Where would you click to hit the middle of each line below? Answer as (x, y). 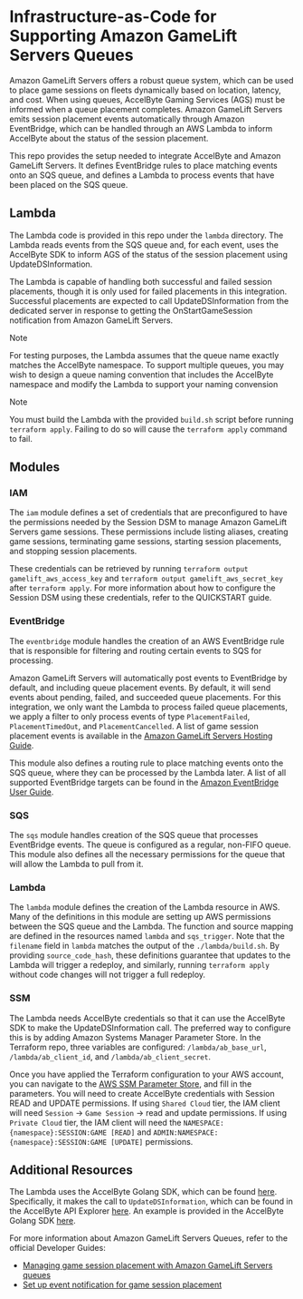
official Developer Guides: (57, 1248)
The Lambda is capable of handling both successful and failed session (141, 281)
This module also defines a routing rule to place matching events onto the (147, 763)
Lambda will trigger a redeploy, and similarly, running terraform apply (139, 965)
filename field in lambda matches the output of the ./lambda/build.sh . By (145, 946)
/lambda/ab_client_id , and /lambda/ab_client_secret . (110, 1056)
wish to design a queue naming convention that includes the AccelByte (142, 375)
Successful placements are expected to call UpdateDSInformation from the (149, 300)
